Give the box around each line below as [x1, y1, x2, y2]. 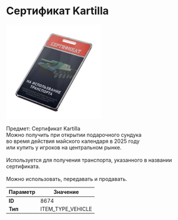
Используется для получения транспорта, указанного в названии [6, 156, 173, 164]
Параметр [8, 189, 35, 196]
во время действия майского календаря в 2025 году [6, 138, 140, 145]
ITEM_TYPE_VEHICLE [40, 205, 93, 212]
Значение [53, 189, 79, 196]
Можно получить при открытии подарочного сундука [6, 131, 142, 138]
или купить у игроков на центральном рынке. [6, 144, 122, 151]
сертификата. [6, 162, 40, 170]
